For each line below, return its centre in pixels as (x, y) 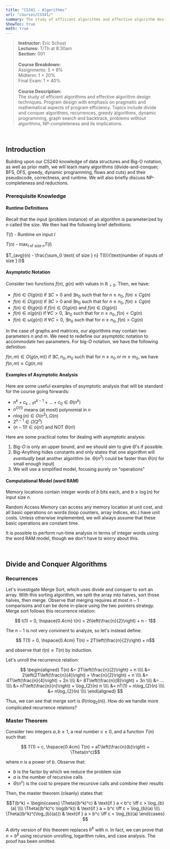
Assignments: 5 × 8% (40, 70)
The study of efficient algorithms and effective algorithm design (84, 97)
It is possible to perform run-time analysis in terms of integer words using (82, 533)
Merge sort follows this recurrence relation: (51, 611)
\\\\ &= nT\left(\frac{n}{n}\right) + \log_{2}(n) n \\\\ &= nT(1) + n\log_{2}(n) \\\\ (85, 686)
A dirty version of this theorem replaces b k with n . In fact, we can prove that (84, 829)
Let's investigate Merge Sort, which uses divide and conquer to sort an (79, 590)
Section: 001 (31, 54)
